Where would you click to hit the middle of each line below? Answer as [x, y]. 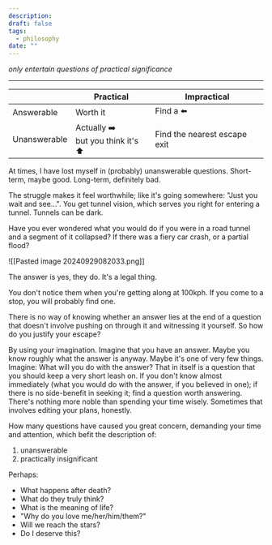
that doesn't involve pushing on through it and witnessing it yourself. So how [136, 326]
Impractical [207, 97]
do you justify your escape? [55, 334]
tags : [17, 31]
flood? [19, 246]
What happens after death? [66, 491]
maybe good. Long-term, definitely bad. [94, 180]
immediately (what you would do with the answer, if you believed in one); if [133, 384]
